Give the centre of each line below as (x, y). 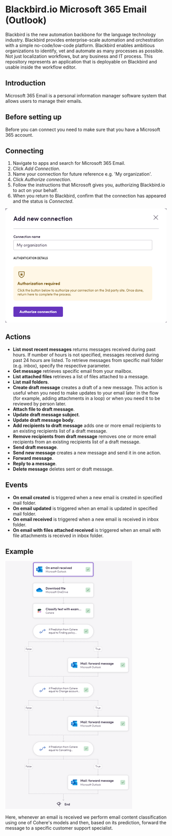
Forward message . (33, 458)
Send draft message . (35, 447)
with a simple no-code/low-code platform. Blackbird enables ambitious (80, 45)
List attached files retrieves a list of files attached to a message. (81, 376)
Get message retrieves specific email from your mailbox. (73, 371)
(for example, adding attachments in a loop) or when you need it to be (86, 398)
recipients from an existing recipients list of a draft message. (77, 442)
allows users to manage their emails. (44, 101)
